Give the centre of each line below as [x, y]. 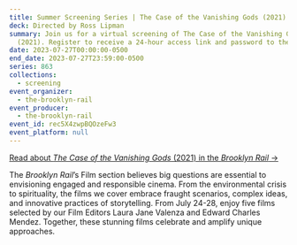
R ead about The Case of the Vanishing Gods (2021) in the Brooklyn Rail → [144, 157]
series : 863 [31, 67]
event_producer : [39, 108]
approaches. [32, 231]
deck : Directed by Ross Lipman [67, 26]
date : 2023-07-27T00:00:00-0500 [69, 50]
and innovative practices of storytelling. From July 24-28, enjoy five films [142, 203]
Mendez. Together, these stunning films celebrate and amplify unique [136, 221]
